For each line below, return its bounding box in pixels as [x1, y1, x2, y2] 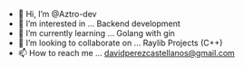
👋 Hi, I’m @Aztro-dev [17, 9, 97, 19]
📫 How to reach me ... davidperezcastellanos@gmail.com [17, 48, 236, 58]
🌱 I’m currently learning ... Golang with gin [17, 28, 175, 38]
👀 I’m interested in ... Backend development [17, 18, 181, 29]
